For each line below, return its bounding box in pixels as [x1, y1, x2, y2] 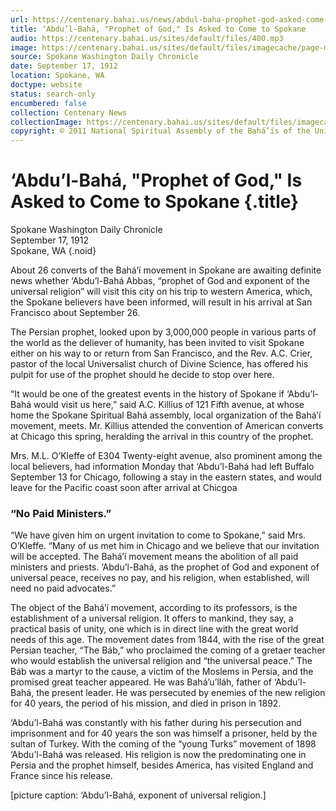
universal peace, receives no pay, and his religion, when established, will [10, 572, 310, 584]
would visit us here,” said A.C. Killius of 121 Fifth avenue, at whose [33, 399, 305, 411]
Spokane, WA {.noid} [10, 245, 97, 257]
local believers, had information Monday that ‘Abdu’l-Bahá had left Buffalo [10, 461, 315, 473]
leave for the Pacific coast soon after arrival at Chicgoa [10, 482, 238, 494]
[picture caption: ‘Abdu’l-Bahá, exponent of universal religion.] [10, 789, 267, 801]
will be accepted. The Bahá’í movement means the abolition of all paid [10, 551, 299, 563]
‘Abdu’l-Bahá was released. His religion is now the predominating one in [10, 749, 307, 761]
